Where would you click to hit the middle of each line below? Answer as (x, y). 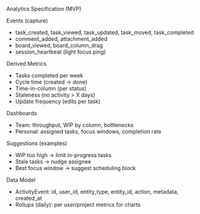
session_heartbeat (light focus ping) (60, 52)
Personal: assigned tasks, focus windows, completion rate (88, 131)
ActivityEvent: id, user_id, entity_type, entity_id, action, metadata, (97, 192)
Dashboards (22, 113)
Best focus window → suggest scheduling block (75, 168)
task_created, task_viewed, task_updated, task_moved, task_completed (104, 32)
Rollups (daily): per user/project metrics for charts (78, 205)
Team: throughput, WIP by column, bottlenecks (74, 125)
